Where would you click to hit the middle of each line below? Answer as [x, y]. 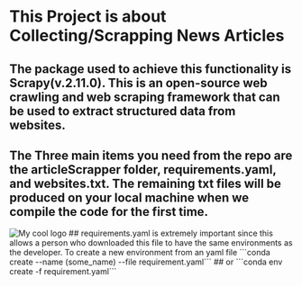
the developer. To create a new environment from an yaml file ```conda [140, 253]
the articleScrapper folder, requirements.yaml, [143, 170]
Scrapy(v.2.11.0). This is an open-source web [138, 83]
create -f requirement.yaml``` [63, 272]
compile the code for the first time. [109, 212]
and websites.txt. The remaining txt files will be [146, 183]
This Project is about [88, 17]
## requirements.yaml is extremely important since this [171, 233]
